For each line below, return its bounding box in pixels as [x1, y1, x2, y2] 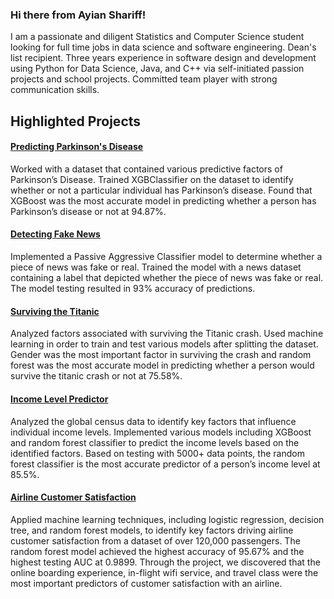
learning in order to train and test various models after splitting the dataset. [10, 338, 319, 350]
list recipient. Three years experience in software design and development [10, 52, 317, 64]
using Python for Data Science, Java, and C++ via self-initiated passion [10, 63, 305, 75]
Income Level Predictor [10, 393, 109, 405]
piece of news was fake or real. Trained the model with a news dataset [10, 261, 302, 273]
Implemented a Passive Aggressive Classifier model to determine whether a [10, 251, 323, 263]
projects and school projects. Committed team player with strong [10, 73, 278, 85]
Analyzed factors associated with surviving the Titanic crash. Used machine [10, 328, 324, 340]
